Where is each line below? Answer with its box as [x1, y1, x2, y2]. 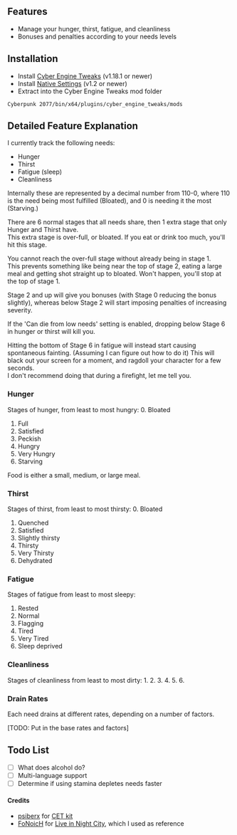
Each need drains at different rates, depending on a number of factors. [7, 710, 215, 718]
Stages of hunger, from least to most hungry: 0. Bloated [7, 405, 171, 414]
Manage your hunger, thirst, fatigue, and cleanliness [17, 24, 171, 33]
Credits [7, 796, 30, 804]
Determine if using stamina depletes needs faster [17, 779, 162, 787]
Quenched [17, 519, 49, 527]
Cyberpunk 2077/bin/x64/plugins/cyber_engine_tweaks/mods [7, 100, 183, 107]
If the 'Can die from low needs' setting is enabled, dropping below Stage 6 [7, 320, 226, 328]
